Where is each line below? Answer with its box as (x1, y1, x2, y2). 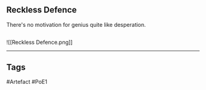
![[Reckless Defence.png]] (6, 39, 73, 46)
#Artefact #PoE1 (6, 78, 48, 86)
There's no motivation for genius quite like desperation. (6, 21, 146, 28)
